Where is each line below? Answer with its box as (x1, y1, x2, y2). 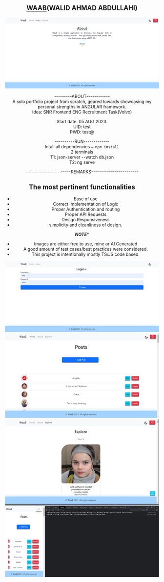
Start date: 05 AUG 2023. (56, 118, 108, 124)
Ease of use (74, 196, 98, 202)
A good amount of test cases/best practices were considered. (23, 246, 148, 252)
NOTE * (75, 232, 89, 238)
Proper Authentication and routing (51, 206, 120, 212)
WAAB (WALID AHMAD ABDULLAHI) (26, 4, 138, 12)
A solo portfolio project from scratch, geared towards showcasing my (12, 98, 152, 105)
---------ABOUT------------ (54, 93, 110, 99)
